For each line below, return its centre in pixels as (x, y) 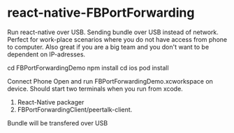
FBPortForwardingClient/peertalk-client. (75, 109)
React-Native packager (51, 102)
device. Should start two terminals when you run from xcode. (95, 88)
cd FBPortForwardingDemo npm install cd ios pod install (88, 68)
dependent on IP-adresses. (46, 54)
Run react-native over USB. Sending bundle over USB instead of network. (113, 32)
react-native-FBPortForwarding (101, 13)
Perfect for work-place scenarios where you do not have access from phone (117, 39)
